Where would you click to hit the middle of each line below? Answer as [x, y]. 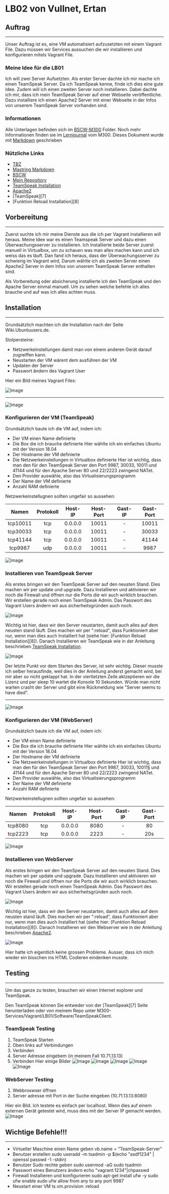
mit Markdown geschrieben [34, 140]
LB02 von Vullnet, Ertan [56, 9]
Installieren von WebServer [39, 859]
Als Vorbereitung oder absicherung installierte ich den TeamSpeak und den [83, 281]
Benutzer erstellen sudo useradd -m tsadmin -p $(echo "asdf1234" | [83, 1154]
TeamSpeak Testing [30, 1029]
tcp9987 [20, 547]
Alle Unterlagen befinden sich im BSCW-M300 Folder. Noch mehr [73, 129]
